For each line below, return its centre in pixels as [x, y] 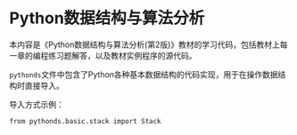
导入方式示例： [37, 104]
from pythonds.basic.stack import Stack [86, 121]
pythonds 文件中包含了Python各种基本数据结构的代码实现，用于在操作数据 [144, 74]
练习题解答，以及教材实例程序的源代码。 [122, 55]
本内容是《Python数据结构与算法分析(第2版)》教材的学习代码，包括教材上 [145, 44]
